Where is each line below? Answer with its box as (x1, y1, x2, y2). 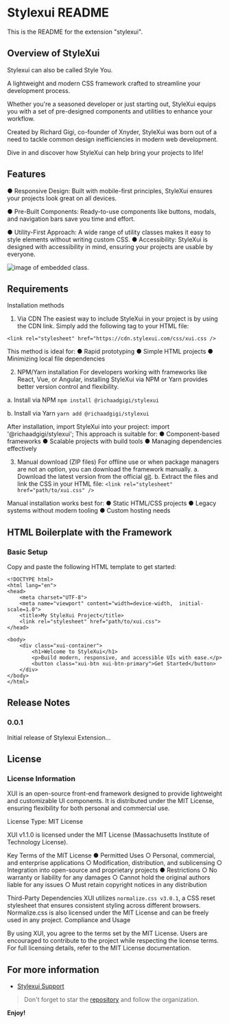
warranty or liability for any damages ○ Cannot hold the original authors (7, 873, 210, 882)
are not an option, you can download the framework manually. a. (16, 465, 200, 473)
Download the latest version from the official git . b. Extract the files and (16, 473, 218, 481)
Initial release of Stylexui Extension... (7, 733, 111, 741)
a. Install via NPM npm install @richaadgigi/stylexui (7, 396, 159, 404)
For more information (7, 963, 99, 975)
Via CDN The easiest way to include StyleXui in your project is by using (16, 314, 218, 323)
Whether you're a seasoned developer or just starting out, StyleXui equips (7, 100, 217, 108)
